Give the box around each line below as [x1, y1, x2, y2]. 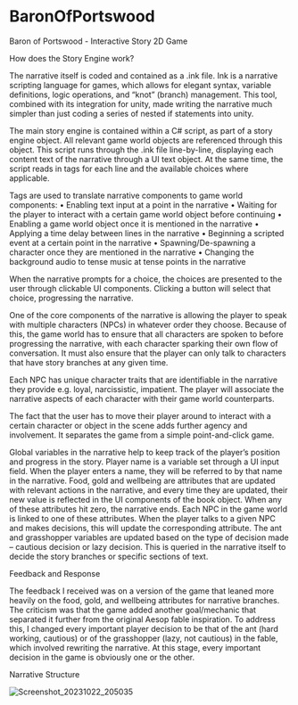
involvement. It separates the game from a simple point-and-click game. [9, 430, 275, 440]
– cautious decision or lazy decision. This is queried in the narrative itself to [9, 541, 286, 552]
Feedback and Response [9, 568, 101, 578]
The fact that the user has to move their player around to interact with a [9, 410, 272, 421]
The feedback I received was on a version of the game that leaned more [9, 586, 275, 596]
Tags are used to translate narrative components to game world [9, 190, 244, 201]
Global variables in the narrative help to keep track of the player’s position [9, 447, 281, 457]
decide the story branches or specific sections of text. [9, 551, 209, 562]
